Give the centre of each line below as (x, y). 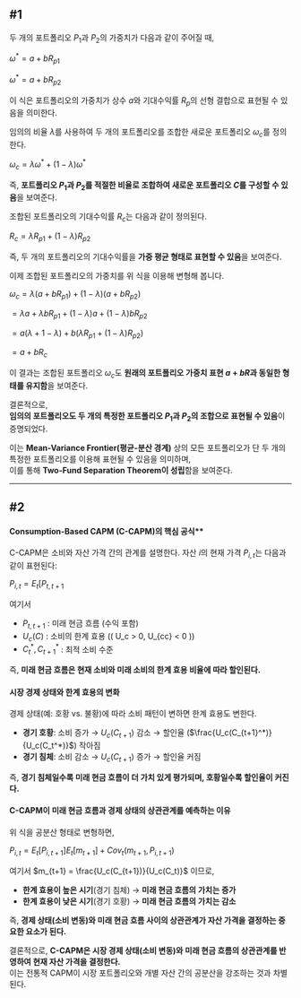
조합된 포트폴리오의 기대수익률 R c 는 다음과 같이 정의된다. (108, 217)
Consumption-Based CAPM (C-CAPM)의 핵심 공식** (107, 531)
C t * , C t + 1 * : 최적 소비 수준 (68, 649)
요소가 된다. (46, 931)
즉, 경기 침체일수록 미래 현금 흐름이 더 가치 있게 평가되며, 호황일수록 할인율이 (141, 777)
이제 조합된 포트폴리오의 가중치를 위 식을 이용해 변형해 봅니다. (117, 275)
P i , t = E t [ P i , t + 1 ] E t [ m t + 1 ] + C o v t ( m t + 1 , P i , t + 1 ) (92, 851)
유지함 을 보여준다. (57, 386)
